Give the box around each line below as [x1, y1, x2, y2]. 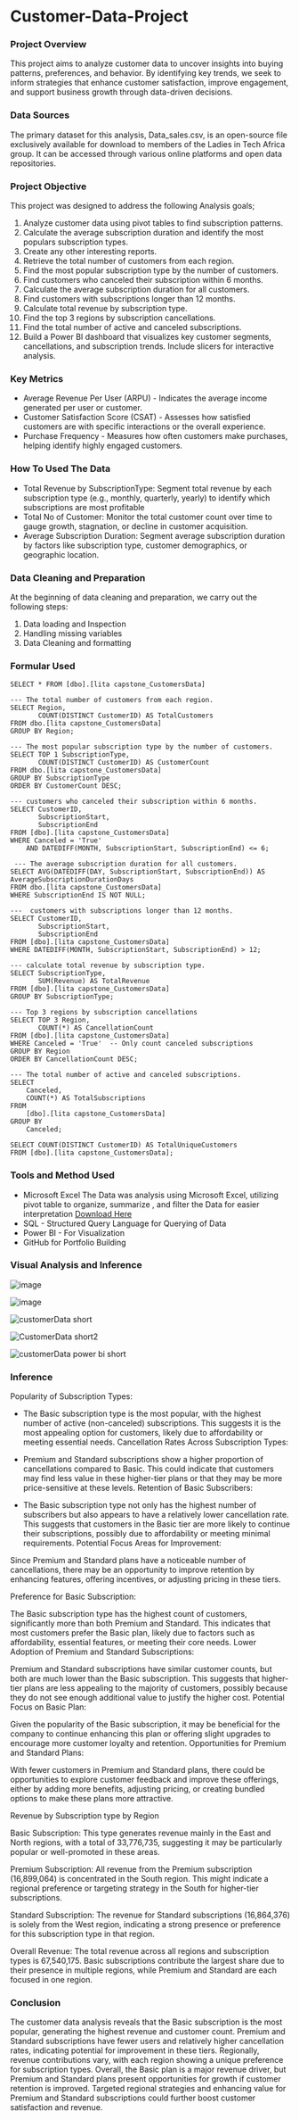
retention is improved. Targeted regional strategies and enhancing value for [10, 2083, 287, 2094]
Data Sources [10, 109, 70, 121]
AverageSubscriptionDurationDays [10, 875, 134, 884]
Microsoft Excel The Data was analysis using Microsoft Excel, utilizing [22, 1189, 279, 1200]
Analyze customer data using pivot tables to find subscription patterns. [22, 218, 284, 228]
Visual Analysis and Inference [10, 1259, 142, 1271]
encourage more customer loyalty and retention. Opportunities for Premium [10, 1738, 287, 1749]
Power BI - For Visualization [22, 1227, 125, 1238]
